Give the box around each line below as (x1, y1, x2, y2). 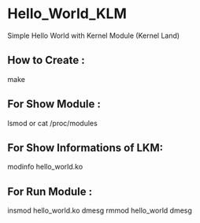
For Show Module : (7, 98, 102, 111)
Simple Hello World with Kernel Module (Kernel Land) (7, 31, 180, 40)
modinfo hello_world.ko (7, 162, 83, 172)
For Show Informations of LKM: (7, 141, 164, 154)
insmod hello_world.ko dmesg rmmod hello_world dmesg (7, 206, 192, 215)
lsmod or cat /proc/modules (7, 118, 98, 128)
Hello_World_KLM (7, 5, 128, 23)
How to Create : (7, 54, 85, 67)
